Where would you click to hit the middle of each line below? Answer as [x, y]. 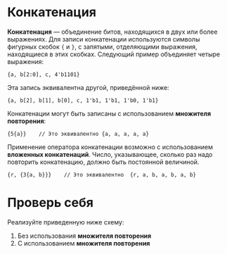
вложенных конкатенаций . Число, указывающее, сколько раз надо [110, 154]
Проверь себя [50, 203]
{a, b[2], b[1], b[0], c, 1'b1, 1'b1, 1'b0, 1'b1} [83, 100]
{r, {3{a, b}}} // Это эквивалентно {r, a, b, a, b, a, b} [102, 174]
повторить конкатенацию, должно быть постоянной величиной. [103, 162]
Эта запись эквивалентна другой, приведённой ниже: [89, 87]
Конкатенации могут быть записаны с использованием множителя [109, 113]
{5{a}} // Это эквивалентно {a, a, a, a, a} [78, 134]
